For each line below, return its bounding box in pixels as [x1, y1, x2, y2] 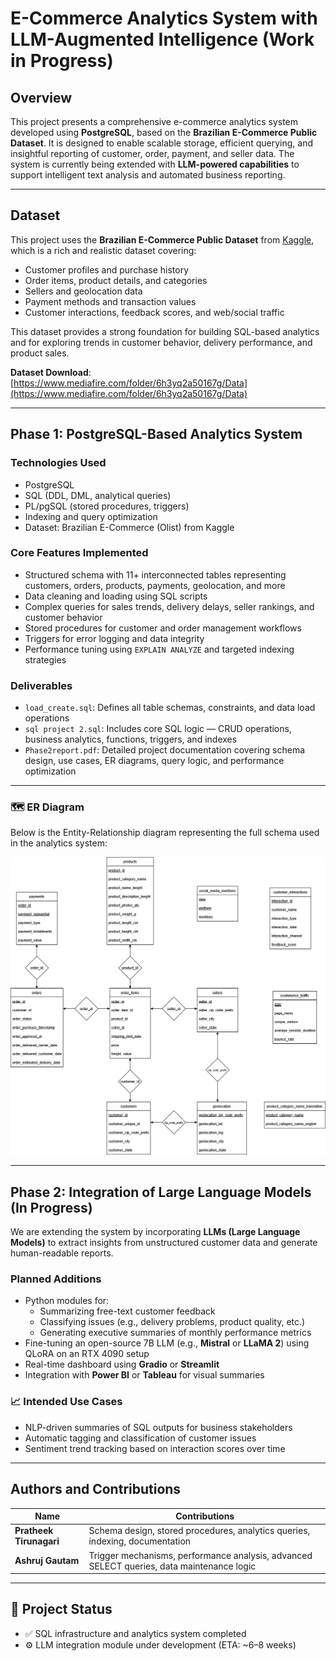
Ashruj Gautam [14, 1555, 80, 1567]
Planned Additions [10, 1272, 102, 1286]
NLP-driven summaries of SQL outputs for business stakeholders [24, 1421, 293, 1433]
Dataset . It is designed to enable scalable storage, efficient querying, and [10, 137, 314, 149]
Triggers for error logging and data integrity [24, 632, 205, 644]
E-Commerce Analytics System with [10, 7, 318, 30]
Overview [10, 89, 73, 106]
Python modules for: [24, 1295, 110, 1307]
